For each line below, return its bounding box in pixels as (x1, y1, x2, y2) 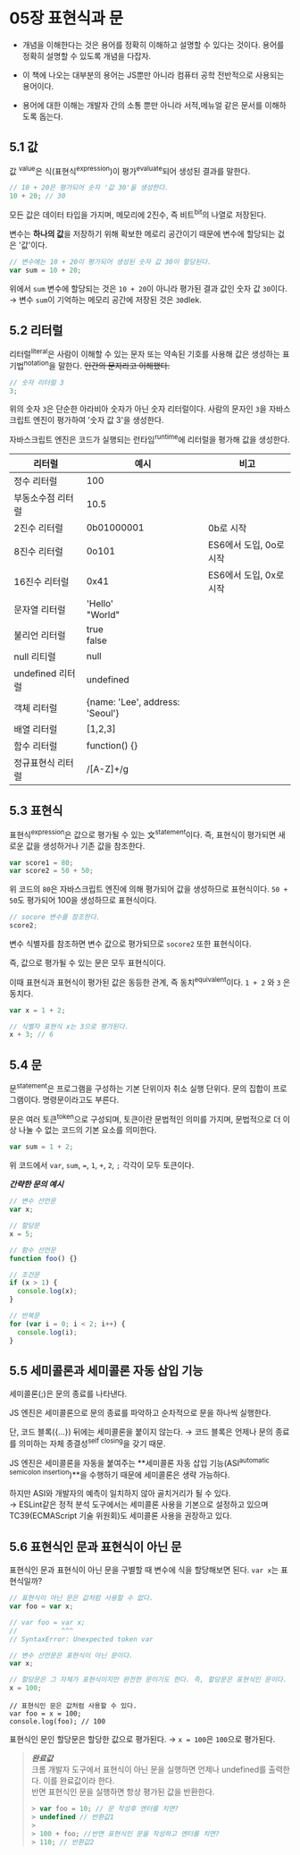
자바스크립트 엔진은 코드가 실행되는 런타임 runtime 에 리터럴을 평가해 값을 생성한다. (9, 433, 290, 445)
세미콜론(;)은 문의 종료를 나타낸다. (9, 1388, 128, 1400)
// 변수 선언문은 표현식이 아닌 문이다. (9, 1651, 134, 1660)
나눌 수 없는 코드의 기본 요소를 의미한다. (18, 1124, 157, 1136)
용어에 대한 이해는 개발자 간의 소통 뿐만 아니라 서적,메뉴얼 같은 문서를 (21, 99, 263, 110)
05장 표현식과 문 (9, 8, 124, 29)
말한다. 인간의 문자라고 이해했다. (57, 360, 171, 371)
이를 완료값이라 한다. (43, 1775, 115, 1786)
